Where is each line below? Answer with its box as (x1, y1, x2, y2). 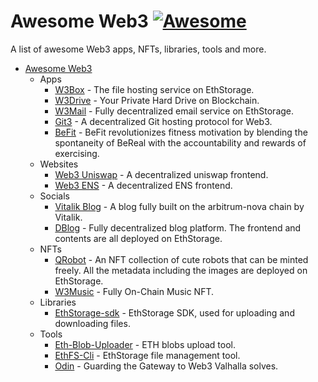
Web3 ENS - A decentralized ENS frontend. (54, 179, 233, 191)
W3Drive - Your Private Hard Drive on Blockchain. (54, 94, 260, 106)
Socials (39, 190, 71, 202)
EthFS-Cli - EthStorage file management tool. (54, 349, 241, 361)
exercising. (54, 147, 100, 159)
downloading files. (54, 317, 131, 329)
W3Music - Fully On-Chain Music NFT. (54, 285, 215, 297)
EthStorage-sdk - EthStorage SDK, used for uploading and (54, 306, 295, 319)
